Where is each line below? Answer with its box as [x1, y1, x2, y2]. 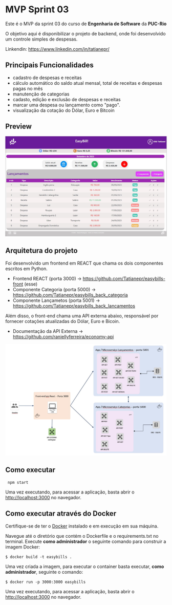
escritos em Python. [5, 266, 48, 272]
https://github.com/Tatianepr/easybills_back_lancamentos [12, 302, 136, 309]
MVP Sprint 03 [5, 4, 69, 15]
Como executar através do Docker [5, 509, 117, 518]
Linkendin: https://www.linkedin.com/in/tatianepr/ [5, 46, 110, 52]
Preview [5, 122, 32, 131]
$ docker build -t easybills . [5, 554, 72, 559]
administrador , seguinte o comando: [5, 569, 83, 575]
